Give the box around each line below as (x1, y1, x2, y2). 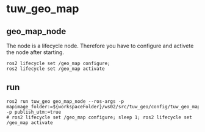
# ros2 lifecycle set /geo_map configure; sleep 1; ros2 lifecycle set (6, 114, 192, 120)
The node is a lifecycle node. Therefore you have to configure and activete (6, 42, 194, 49)
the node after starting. (6, 49, 64, 56)
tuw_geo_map (6, 2, 79, 16)
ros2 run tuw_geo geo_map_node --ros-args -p (6, 98, 124, 105)
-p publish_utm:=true (6, 109, 62, 115)
